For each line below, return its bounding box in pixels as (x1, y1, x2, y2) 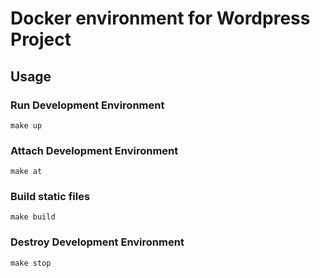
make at (10, 167, 43, 177)
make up (10, 120, 43, 131)
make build (10, 212, 56, 222)
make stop (10, 258, 52, 268)
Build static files (10, 190, 91, 204)
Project (10, 28, 72, 51)
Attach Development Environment (10, 143, 179, 157)
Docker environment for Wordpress (10, 7, 311, 30)
